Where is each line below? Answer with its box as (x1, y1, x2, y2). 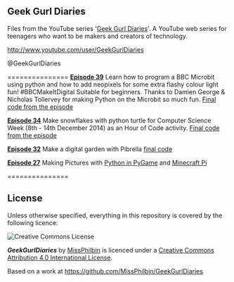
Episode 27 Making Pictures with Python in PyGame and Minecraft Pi (7, 158, 207, 167)
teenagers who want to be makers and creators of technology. (7, 32, 188, 40)
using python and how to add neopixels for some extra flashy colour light (7, 80, 219, 89)
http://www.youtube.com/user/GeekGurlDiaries (7, 45, 144, 53)
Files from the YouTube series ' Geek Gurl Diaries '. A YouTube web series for (7, 24, 227, 32)
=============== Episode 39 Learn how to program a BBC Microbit (7, 72, 215, 81)
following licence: (7, 218, 58, 227)
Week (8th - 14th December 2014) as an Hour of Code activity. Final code (7, 123, 220, 132)
